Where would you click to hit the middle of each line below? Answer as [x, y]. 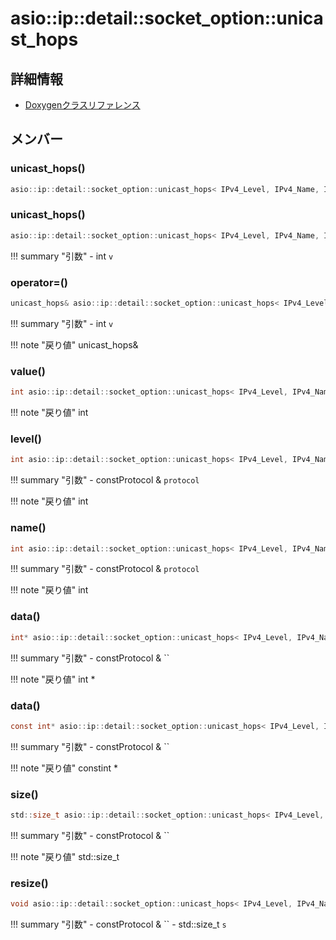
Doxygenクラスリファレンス [82, 105]
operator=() [39, 282]
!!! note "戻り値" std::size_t [65, 856]
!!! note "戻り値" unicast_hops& [74, 344]
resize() [29, 883]
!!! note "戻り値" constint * [64, 768]
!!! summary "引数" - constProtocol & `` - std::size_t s [118, 924]
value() [28, 371]
